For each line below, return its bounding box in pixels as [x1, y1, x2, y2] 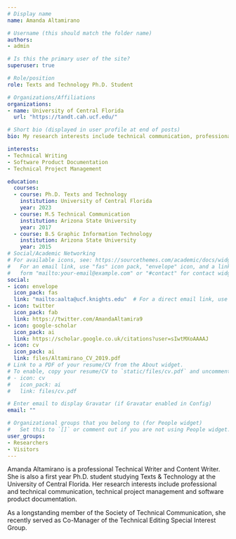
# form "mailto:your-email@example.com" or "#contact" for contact [7, 269, 216, 277]
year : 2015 [20, 244, 52, 251]
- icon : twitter [7, 302, 55, 310]
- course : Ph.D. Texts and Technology [13, 191, 128, 198]
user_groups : [7, 433, 46, 440]
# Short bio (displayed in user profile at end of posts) [7, 126, 181, 134]
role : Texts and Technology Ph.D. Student [7, 81, 133, 88]
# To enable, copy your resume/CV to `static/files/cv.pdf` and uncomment [7, 368, 231, 375]
